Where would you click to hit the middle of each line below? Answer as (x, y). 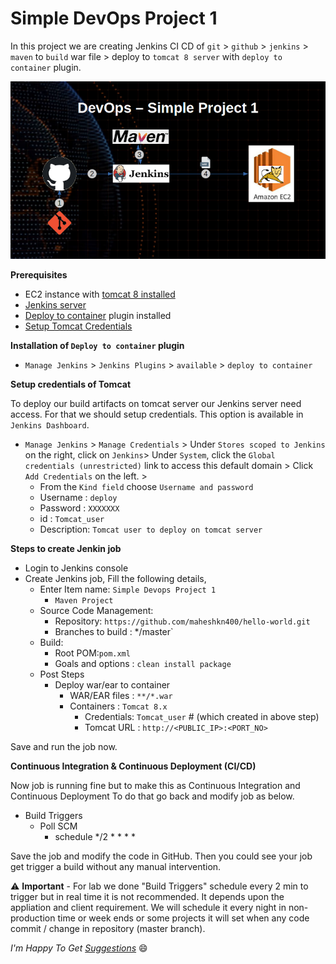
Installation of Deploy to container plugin (97, 345)
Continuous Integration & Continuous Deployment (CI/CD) (133, 766)
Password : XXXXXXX (79, 508)
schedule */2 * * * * (95, 836)
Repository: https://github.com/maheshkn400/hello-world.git (182, 621)
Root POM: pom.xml (92, 653)
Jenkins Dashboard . (50, 424)
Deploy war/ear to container (112, 684)
